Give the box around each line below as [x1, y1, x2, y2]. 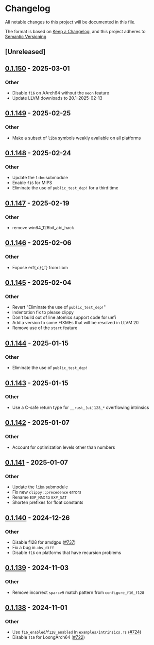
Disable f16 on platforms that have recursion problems [12, 550, 121, 555]
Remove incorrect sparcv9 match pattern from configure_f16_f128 [12, 590, 145, 595]
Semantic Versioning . [5, 34, 48, 39]
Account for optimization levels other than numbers [12, 444, 115, 450]
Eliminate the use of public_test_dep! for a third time [12, 185, 119, 191]
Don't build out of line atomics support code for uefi [12, 314, 116, 320]
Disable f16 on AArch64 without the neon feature [12, 90, 109, 96]
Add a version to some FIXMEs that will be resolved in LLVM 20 [12, 320, 139, 326]
